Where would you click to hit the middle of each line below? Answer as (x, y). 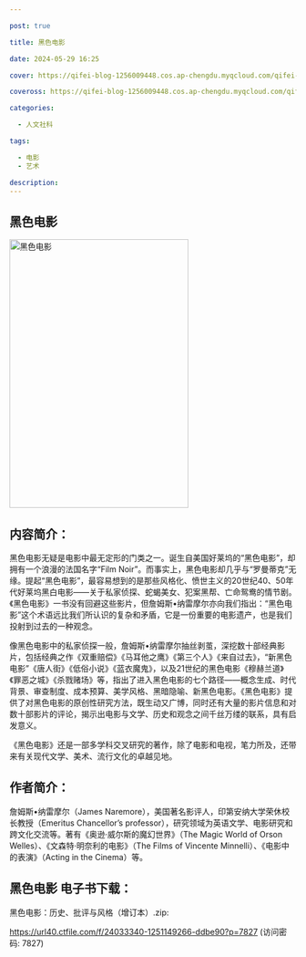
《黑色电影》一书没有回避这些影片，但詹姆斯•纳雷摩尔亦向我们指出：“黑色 (147, 603)
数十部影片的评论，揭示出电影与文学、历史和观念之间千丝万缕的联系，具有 (149, 714)
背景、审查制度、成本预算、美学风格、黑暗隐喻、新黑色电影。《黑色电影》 (147, 691)
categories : (32, 109)
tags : (20, 141)
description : (34, 182)
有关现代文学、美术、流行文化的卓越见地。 (97, 756)
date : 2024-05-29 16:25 (55, 59)
